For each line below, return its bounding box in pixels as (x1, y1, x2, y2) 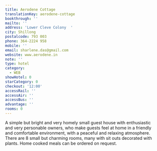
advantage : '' (5, 102, 34, 107)
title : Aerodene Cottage (5, 7, 56, 12)
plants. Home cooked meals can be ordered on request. (5, 140, 117, 146)
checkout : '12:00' (5, 84, 42, 89)
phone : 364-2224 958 (5, 39, 47, 44)
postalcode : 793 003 (5, 34, 47, 39)
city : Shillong (5, 30, 36, 34)
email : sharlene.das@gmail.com (5, 48, 69, 52)
